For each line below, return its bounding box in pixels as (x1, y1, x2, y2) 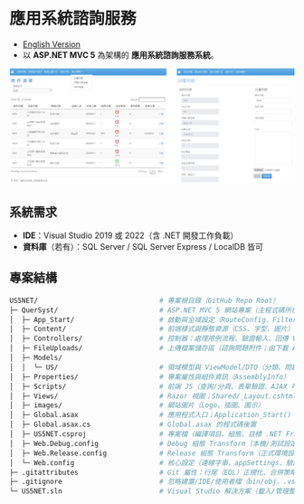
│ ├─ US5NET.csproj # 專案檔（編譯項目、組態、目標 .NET (9, 430, 282, 439)
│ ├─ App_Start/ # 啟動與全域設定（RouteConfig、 (9, 315, 273, 324)
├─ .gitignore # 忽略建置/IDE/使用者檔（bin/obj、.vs (9, 477, 296, 487)
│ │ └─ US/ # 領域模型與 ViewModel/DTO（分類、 (9, 363, 285, 372)
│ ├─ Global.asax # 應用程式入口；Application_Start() (9, 411, 292, 420)
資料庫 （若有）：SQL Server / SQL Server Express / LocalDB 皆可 (22, 241, 264, 252)
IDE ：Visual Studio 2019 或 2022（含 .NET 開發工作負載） (22, 230, 239, 241)
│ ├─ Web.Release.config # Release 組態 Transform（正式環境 (9, 449, 288, 458)
